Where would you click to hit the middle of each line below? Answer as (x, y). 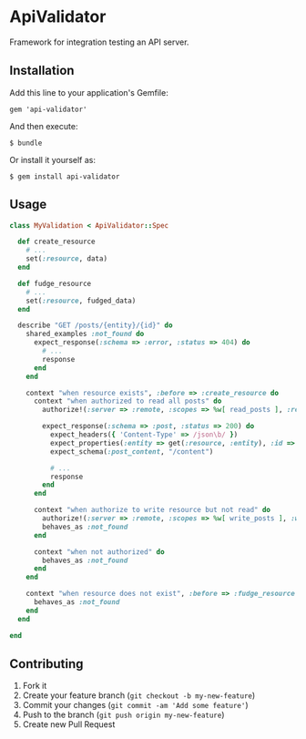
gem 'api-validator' (49, 109)
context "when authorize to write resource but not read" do (152, 510)
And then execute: (44, 126)
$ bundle (26, 143)
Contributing (46, 664)
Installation (42, 71)
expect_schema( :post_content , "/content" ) (132, 452)
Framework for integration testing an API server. (99, 42)
